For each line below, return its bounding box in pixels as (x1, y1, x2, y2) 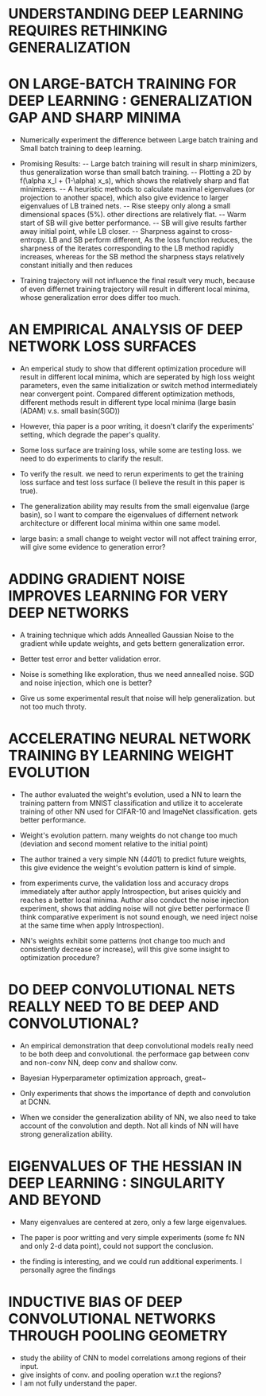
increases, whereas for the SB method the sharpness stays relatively (19, 252, 245, 262)
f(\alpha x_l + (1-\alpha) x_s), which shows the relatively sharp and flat (19, 176, 249, 185)
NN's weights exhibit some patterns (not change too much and (19, 935, 226, 945)
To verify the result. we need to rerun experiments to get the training (19, 469, 244, 479)
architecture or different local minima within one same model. (19, 519, 221, 528)
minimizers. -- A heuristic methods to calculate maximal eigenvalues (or (19, 185, 256, 194)
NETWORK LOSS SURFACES (8, 337, 197, 356)
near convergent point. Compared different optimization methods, (19, 389, 236, 399)
